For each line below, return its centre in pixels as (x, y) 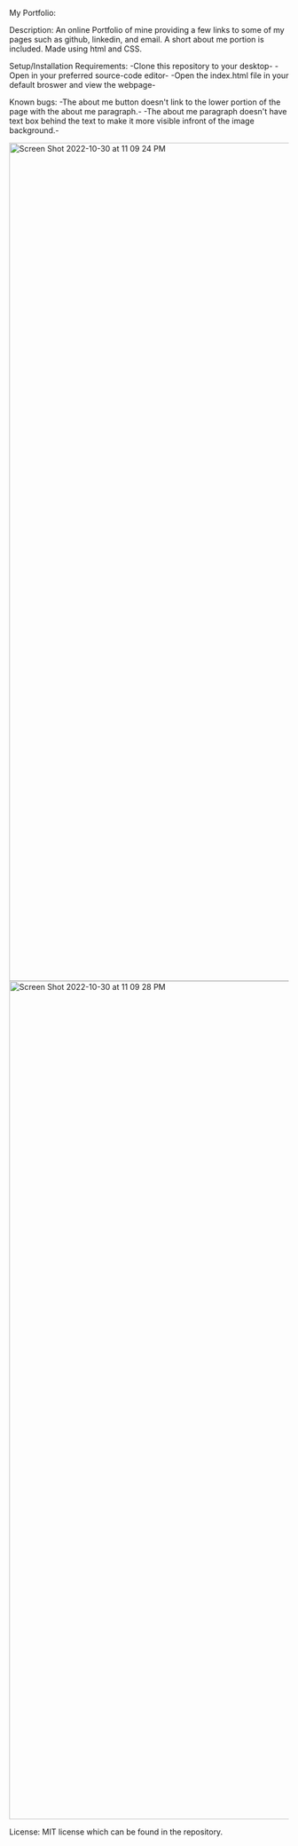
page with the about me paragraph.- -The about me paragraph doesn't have (148, 111)
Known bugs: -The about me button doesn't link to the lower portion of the (145, 102)
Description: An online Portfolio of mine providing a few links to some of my (147, 30)
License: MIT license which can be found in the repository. (116, 1832)
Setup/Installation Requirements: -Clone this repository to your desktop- (141, 66)
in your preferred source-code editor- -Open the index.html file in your (160, 75)
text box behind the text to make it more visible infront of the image (132, 121)
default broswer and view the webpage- (82, 85)
